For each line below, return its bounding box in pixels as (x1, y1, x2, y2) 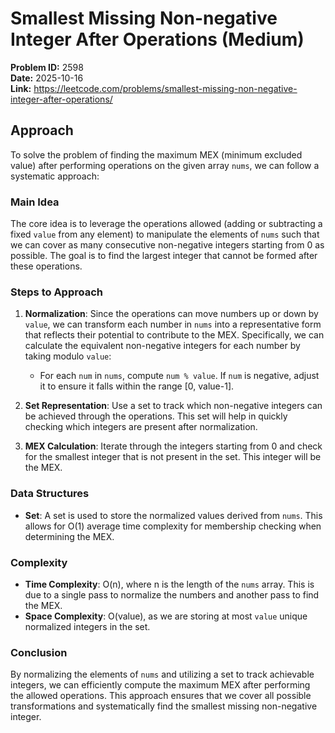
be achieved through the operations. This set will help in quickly (24, 410, 288, 422)
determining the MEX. (24, 530, 115, 542)
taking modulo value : (24, 350, 112, 362)
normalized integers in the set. (24, 620, 151, 632)
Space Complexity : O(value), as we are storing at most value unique (24, 610, 308, 622)
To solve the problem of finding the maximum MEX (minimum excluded (10, 148, 303, 161)
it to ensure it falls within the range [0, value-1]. (39, 380, 235, 392)
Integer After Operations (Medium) (10, 28, 305, 51)
